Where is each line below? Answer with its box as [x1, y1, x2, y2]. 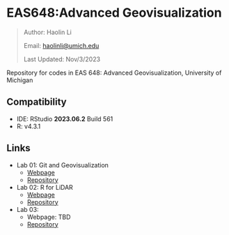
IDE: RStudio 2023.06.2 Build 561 [16, 114, 113, 123]
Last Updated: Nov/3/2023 [23, 54, 101, 63]
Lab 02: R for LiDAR [16, 183, 74, 191]
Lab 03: [16, 205, 39, 213]
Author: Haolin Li [23, 28, 72, 36]
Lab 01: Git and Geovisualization [16, 160, 109, 169]
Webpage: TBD [26, 213, 71, 221]
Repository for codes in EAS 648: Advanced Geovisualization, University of [6, 68, 222, 77]
